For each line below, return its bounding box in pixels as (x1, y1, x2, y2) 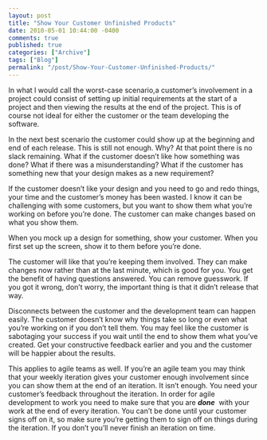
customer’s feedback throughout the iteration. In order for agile (8, 389, 215, 399)
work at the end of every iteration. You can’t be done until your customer (8, 406, 247, 415)
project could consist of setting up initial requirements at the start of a (8, 93, 238, 103)
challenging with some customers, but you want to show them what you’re (8, 201, 253, 210)
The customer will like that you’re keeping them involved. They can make (8, 256, 248, 267)
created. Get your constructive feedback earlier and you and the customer (8, 340, 253, 349)
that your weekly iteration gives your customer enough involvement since (8, 372, 249, 382)
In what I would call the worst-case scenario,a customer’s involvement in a (8, 85, 253, 95)
